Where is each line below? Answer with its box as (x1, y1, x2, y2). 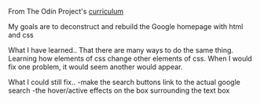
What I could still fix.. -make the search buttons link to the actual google (8, 78, 241, 86)
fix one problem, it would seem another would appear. (8, 62, 183, 72)
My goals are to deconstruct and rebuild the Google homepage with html (8, 22, 244, 31)
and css (8, 31, 34, 39)
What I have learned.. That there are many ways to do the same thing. (8, 46, 234, 54)
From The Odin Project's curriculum (8, 7, 124, 16)
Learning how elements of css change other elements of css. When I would (8, 54, 253, 63)
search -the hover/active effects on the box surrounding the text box (8, 86, 230, 95)
